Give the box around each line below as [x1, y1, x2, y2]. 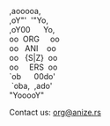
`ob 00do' [9, 71, 55, 81]
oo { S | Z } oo [9, 53, 58, 63]
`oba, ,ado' [11, 81, 53, 91]
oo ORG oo [9, 33, 60, 44]
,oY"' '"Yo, [9, 15, 48, 26]
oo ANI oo [9, 43, 57, 54]
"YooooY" [9, 90, 45, 100]
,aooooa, [9, 6, 41, 16]
